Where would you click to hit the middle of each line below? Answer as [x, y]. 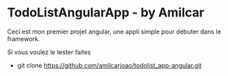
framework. [24, 38]
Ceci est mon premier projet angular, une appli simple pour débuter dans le [114, 31]
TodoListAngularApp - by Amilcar [106, 13]
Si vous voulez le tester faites [49, 52]
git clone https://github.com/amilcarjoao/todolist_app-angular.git [109, 65]
